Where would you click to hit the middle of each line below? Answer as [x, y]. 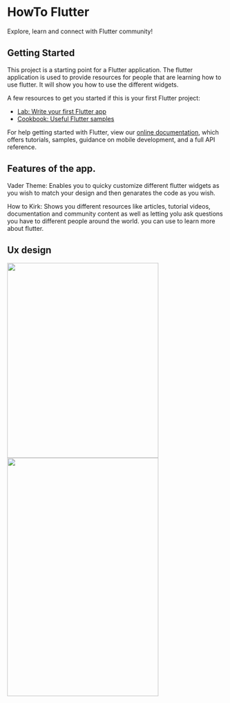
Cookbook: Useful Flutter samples [66, 119]
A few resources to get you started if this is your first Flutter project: [104, 98]
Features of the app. [51, 169]
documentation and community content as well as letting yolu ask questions [115, 214]
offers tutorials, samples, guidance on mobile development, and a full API [111, 139]
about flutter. [26, 228]
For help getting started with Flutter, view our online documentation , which [113, 132]
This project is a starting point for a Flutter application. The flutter [100, 69]
